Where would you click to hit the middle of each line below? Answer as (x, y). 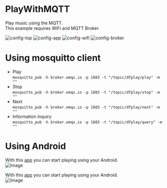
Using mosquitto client (53, 58)
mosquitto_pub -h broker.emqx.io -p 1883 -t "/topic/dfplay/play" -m (86, 77)
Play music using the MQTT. (34, 23)
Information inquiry (32, 116)
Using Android (36, 146)
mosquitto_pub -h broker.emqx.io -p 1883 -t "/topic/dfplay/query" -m (87, 122)
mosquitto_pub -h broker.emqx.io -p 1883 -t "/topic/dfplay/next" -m (86, 107)
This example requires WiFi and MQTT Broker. (52, 28)
